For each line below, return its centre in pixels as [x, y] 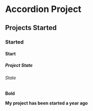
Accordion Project [43, 9]
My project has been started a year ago [46, 103]
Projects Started [31, 28]
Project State [19, 65]
